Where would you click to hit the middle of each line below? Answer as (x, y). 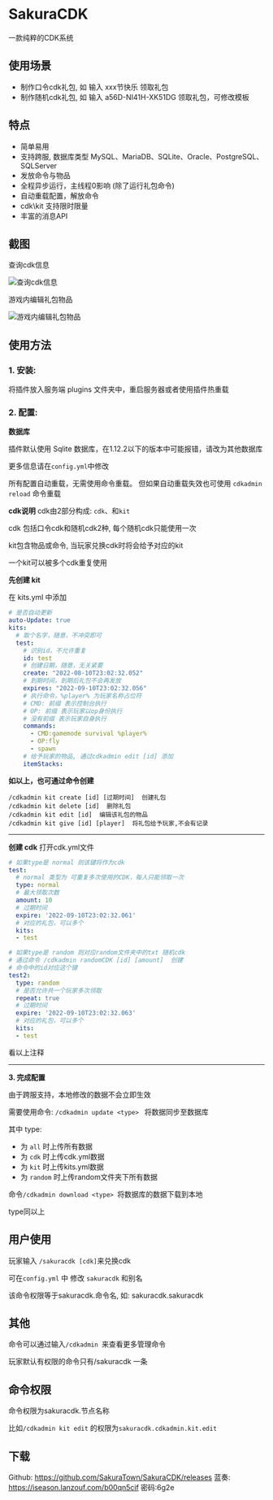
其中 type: (25, 1129)
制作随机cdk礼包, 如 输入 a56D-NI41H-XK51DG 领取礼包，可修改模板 (134, 97)
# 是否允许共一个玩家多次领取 (59, 990)
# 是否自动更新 (30, 613)
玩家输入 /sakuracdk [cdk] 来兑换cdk (70, 1260)
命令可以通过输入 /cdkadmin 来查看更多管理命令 (87, 1344)
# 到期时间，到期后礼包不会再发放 (72, 681)
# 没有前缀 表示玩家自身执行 (65, 719)
